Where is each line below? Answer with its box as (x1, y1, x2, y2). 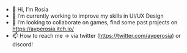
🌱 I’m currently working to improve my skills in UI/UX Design (12, 12, 164, 19)
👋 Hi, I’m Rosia (12, 6, 49, 13)
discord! (12, 41, 34, 48)
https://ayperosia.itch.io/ (12, 25, 75, 32)
